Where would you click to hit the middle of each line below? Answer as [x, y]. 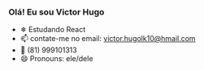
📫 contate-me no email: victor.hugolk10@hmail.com [108, 39]
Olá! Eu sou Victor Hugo [56, 12]
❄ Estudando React [53, 30]
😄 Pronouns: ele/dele [56, 59]
